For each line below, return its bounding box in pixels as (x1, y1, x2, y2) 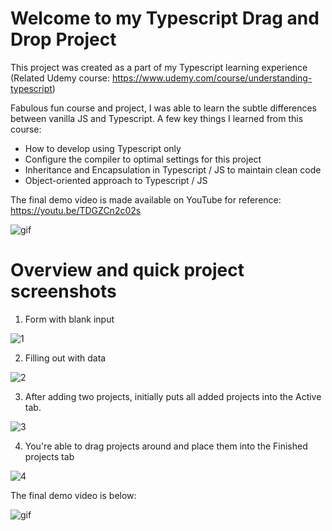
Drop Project (10, 28, 117, 51)
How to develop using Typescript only (24, 142, 182, 154)
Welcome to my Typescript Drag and (10, 7, 320, 30)
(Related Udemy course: (10, 72, 110, 84)
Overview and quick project (10, 259, 245, 282)
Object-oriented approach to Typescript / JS (24, 174, 208, 186)
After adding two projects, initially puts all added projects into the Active (24, 390, 322, 402)
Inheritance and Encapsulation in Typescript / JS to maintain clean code (24, 163, 322, 176)
